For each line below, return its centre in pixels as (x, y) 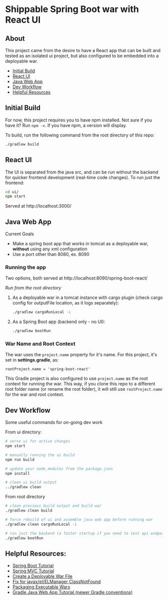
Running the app (26, 267)
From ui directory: (23, 432)
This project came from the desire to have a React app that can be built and (83, 50)
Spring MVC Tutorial (33, 571)
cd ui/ (12, 192)
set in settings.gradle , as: (32, 360)
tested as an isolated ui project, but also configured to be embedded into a (82, 56)
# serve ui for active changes (38, 441)
